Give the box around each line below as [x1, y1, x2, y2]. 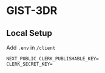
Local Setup [6, 28, 53, 38]
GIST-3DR [6, 4, 58, 18]
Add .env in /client [6, 44, 56, 51]
